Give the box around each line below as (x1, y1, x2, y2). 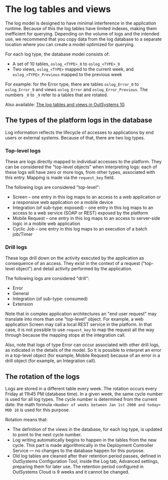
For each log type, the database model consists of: (5, 51, 110, 57)
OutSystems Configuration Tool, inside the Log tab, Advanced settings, (12, 458, 159, 464)
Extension (12, 301, 33, 307)
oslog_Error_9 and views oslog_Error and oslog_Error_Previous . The (5, 86, 148, 92)
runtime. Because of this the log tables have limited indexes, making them (5, 25, 157, 31)
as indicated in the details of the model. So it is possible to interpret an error (5, 347, 161, 353)
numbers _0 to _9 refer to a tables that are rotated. (5, 92, 108, 98)
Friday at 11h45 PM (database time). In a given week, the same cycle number (5, 391, 163, 397)
